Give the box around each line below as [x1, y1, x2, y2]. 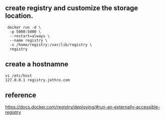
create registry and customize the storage [5, 4, 138, 12]
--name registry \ [9, 38, 48, 43]
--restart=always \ [9, 33, 50, 39]
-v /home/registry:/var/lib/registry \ [9, 42, 92, 47]
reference [5, 91, 36, 100]
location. [5, 12, 33, 20]
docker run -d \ [7, 25, 41, 30]
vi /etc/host [5, 73, 32, 78]
